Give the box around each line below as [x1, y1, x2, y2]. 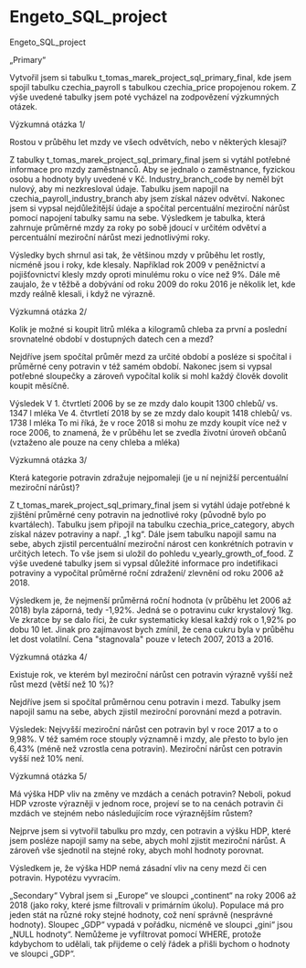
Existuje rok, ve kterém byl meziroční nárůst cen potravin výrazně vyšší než [9, 668, 294, 679]
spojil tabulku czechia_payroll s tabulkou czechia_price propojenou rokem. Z [9, 81, 297, 92]
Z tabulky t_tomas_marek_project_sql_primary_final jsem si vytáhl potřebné [9, 153, 290, 165]
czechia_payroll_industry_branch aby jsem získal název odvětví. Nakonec [9, 193, 286, 204]
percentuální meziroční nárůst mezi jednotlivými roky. [9, 231, 211, 243]
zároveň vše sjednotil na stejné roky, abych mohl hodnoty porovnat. [9, 845, 265, 856]
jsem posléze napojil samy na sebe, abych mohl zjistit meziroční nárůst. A [9, 835, 286, 846]
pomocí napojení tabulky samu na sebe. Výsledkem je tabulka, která [9, 212, 266, 223]
